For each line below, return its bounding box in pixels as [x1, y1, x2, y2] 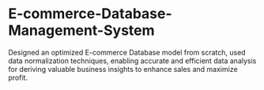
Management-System [8, 21, 156, 39]
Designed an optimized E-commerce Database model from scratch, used [8, 47, 247, 57]
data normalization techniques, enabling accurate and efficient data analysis [8, 56, 257, 66]
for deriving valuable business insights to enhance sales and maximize [8, 64, 239, 73]
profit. [8, 73, 28, 82]
